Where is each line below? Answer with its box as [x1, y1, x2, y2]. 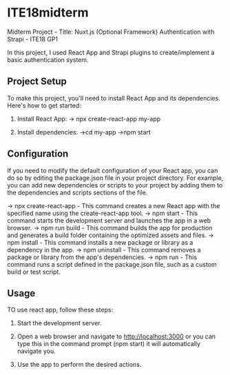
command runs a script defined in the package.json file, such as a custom [7, 260, 217, 268]
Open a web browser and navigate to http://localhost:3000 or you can [17, 332, 216, 341]
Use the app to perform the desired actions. [17, 361, 142, 369]
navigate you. [17, 347, 56, 356]
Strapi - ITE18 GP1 [7, 34, 59, 43]
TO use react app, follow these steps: [7, 305, 114, 314]
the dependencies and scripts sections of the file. [7, 188, 148, 196]
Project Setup [7, 76, 67, 88]
